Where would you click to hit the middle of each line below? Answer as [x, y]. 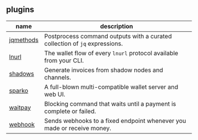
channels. [57, 77]
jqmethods [24, 39]
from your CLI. [64, 60]
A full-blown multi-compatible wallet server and [111, 86]
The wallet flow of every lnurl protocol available [111, 53]
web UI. [55, 94]
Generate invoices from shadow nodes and [103, 70]
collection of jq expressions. [83, 44]
